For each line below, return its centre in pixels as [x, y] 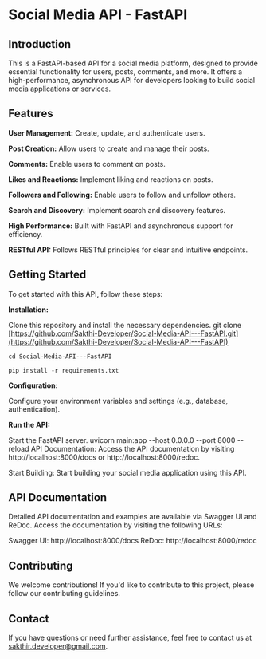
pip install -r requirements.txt [64, 370]
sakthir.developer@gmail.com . [58, 646]
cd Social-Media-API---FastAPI [60, 357]
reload [19, 448]
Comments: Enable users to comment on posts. [87, 164]
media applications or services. [60, 89]
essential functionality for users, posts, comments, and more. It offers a [125, 72]
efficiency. [25, 234]
